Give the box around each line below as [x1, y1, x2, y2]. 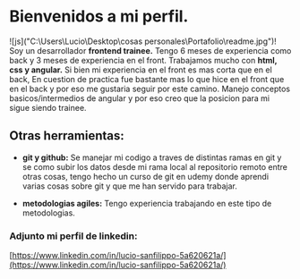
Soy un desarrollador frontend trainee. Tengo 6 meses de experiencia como [9, 45, 292, 55]
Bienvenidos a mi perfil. [9, 6, 189, 27]
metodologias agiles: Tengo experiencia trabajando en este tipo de [21, 198, 272, 208]
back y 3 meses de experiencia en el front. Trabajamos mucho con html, [9, 55, 278, 65]
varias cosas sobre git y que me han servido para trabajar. [21, 181, 237, 191]
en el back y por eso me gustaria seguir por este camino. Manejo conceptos [9, 83, 291, 94]
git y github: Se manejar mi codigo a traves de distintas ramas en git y [21, 152, 282, 163]
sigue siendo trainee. [9, 102, 87, 113]
